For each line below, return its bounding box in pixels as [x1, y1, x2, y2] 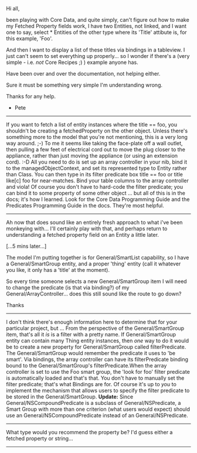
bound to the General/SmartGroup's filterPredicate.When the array [6, 362, 167, 369]
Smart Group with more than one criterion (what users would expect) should [6, 406, 191, 413]
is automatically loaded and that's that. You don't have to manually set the [6, 374, 185, 382]
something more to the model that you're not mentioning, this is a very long [6, 134, 188, 140]
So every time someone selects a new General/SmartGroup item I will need [6, 278, 187, 285]
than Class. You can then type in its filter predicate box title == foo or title [6, 171, 183, 178]
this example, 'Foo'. [6, 35, 53, 42]
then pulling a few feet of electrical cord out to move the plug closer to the [6, 146, 186, 153]
